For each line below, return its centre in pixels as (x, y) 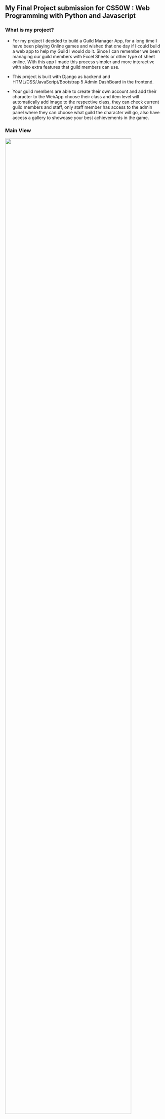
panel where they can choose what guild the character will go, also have (86, 112)
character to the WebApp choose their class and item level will (76, 96)
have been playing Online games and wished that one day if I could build (86, 46)
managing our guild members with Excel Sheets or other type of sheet (83, 56)
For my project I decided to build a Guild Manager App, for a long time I (84, 41)
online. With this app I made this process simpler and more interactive (83, 62)
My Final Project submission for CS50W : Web (78, 8)
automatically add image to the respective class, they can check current (86, 102)
